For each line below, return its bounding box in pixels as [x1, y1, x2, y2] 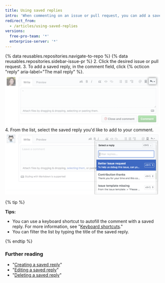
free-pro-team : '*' [9, 34, 50, 39]
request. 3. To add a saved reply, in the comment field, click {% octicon [5, 63, 150, 69]
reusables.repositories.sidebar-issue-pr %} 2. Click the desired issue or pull [5, 58, 159, 64]
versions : [5, 28, 26, 34]
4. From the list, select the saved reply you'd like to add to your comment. [5, 127, 154, 133]
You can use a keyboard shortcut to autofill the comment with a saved [12, 219, 154, 224]
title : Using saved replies [5, 8, 63, 13]
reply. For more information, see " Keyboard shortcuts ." [12, 224, 123, 229]
